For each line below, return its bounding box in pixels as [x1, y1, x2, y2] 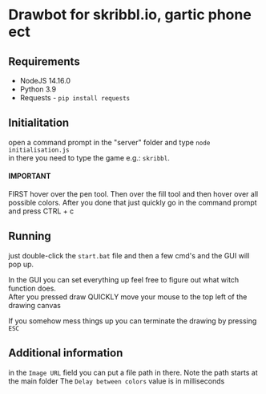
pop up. [8, 259, 34, 269]
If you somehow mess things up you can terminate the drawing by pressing [8, 315, 257, 326]
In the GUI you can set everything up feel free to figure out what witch [8, 274, 240, 284]
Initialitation [8, 116, 70, 130]
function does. [8, 283, 56, 293]
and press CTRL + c [8, 206, 75, 216]
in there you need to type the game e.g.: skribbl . [8, 152, 170, 162]
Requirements [8, 55, 80, 68]
